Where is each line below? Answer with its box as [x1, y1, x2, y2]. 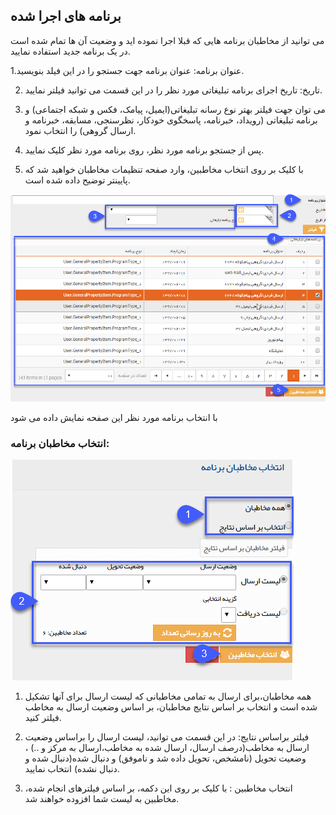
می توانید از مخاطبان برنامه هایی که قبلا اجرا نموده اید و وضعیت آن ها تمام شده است [10, 34, 325, 46]
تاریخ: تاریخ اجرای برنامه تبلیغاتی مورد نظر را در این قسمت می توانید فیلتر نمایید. [24, 84, 323, 96]
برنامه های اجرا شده [10, 8, 122, 25]
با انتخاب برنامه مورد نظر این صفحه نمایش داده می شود [10, 412, 218, 424]
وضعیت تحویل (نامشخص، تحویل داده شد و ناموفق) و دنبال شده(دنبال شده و [24, 752, 307, 764]
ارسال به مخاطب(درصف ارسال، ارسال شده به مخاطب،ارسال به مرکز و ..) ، [24, 742, 310, 754]
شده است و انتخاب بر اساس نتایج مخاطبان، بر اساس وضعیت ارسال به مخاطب [24, 701, 318, 713]
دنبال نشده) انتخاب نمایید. [24, 763, 120, 775]
